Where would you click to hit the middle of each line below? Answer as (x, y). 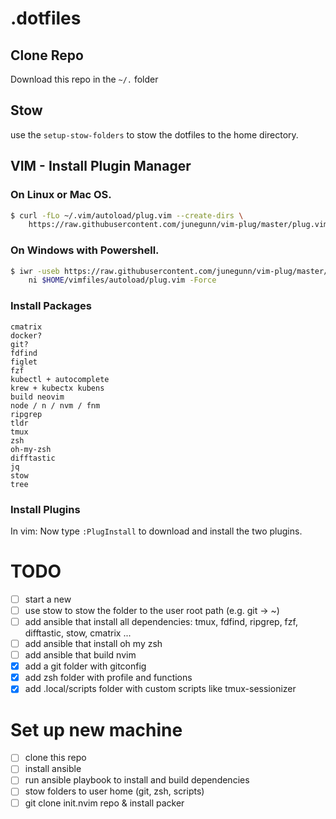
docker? (26, 335)
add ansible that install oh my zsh (93, 644)
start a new (48, 599)
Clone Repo (47, 55)
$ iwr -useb (35, 271)
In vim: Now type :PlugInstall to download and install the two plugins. (156, 531)
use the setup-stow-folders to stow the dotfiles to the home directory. (154, 134)
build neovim (37, 397)
